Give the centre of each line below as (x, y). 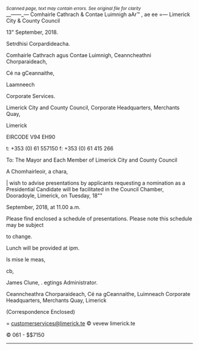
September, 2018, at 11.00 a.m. (44, 207)
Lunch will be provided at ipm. (43, 248)
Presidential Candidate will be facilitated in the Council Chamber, (85, 189)
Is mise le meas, (26, 259)
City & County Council (33, 21)
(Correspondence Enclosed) (41, 312)
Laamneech (20, 84)
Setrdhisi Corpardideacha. (38, 44)
